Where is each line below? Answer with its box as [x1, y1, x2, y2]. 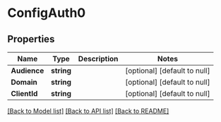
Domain [11, 78, 37, 87]
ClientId [11, 89, 38, 98]
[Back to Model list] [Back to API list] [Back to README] [7, 107, 169, 115]
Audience [11, 66, 44, 75]
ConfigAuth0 [7, 5, 86, 21]
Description [78, 54, 119, 63]
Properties [7, 33, 55, 45]
